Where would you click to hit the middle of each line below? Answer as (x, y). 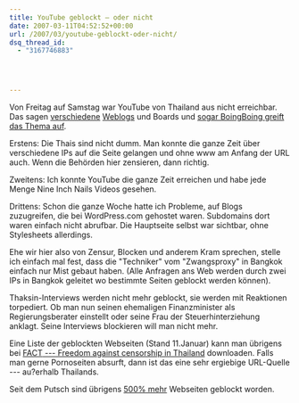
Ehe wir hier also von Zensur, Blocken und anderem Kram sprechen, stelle (145, 252)
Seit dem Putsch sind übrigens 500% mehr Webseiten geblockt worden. (142, 390)
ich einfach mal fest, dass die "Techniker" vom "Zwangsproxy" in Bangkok (146, 262)
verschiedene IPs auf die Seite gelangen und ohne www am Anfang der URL (149, 153)
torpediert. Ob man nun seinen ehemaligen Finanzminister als (122, 308)
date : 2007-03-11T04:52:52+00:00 (71, 26)
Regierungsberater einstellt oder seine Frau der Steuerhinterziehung (135, 317)
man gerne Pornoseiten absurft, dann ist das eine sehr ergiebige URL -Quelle (149, 363)
